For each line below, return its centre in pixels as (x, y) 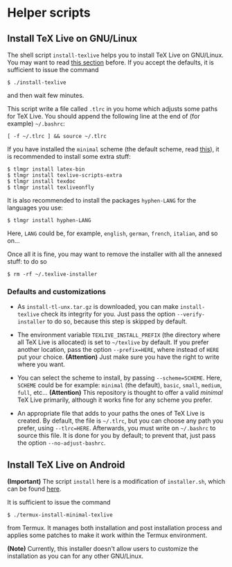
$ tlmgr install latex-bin (46, 169)
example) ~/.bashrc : (36, 124)
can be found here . (34, 489)
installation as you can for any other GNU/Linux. (75, 556)
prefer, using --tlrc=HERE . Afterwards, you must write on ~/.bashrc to (116, 428)
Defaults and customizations (56, 291)
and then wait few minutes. (46, 95)
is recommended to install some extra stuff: (69, 156)
